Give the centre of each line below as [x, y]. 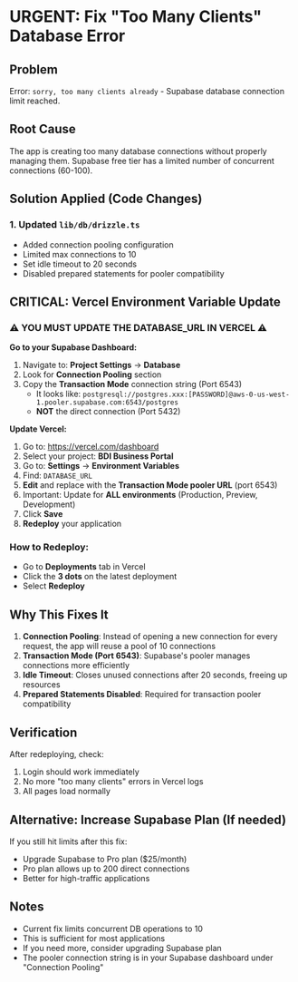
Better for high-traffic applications [86, 878]
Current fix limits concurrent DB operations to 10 [113, 929]
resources [41, 685]
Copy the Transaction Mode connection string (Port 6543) [132, 384]
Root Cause [43, 129]
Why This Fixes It [59, 614]
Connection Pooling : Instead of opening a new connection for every [150, 637]
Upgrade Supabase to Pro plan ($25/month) [105, 859]
